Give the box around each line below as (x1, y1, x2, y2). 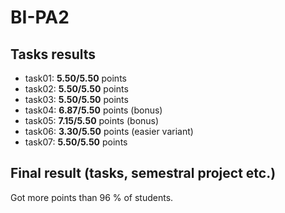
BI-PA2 (10, 6, 70, 29)
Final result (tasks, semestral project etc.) (10, 165, 277, 182)
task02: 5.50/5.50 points (24, 83, 129, 95)
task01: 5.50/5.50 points (24, 72, 127, 84)
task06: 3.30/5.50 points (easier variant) (24, 126, 194, 137)
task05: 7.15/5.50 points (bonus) (24, 115, 160, 126)
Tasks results (10, 46, 97, 63)
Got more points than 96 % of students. (10, 191, 174, 203)
